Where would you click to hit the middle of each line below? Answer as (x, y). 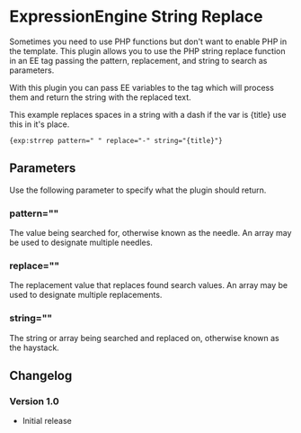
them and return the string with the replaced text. (100, 97)
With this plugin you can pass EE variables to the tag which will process (142, 87)
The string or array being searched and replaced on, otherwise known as (145, 338)
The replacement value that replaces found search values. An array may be (149, 285)
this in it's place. (40, 124)
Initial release (47, 421)
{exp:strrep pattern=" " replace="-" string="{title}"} (116, 140)
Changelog (41, 376)
